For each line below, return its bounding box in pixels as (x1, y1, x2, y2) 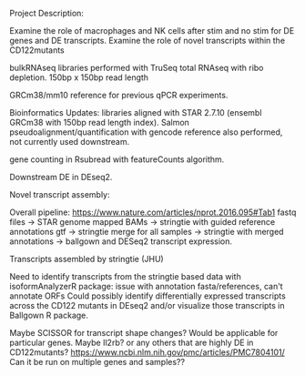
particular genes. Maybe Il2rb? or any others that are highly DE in (9, 337, 254, 348)
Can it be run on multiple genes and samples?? (9, 357, 185, 367)
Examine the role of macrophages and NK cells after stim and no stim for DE (9, 25, 295, 36)
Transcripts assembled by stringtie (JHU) (9, 254, 164, 264)
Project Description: (9, 8, 85, 18)
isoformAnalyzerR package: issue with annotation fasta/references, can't (9, 281, 284, 291)
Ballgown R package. (9, 310, 89, 320)
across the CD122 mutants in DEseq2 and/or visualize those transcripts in (9, 300, 285, 310)
